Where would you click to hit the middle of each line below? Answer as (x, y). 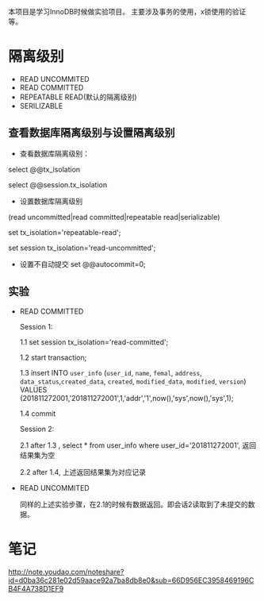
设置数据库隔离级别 (51, 201)
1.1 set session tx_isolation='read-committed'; (94, 342)
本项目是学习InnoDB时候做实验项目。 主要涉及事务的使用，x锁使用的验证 (127, 12)
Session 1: (36, 326)
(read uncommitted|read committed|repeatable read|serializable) (114, 217)
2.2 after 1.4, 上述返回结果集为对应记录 (83, 472)
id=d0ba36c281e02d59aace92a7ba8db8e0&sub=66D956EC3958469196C (131, 580)
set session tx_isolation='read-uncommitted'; (82, 248)
